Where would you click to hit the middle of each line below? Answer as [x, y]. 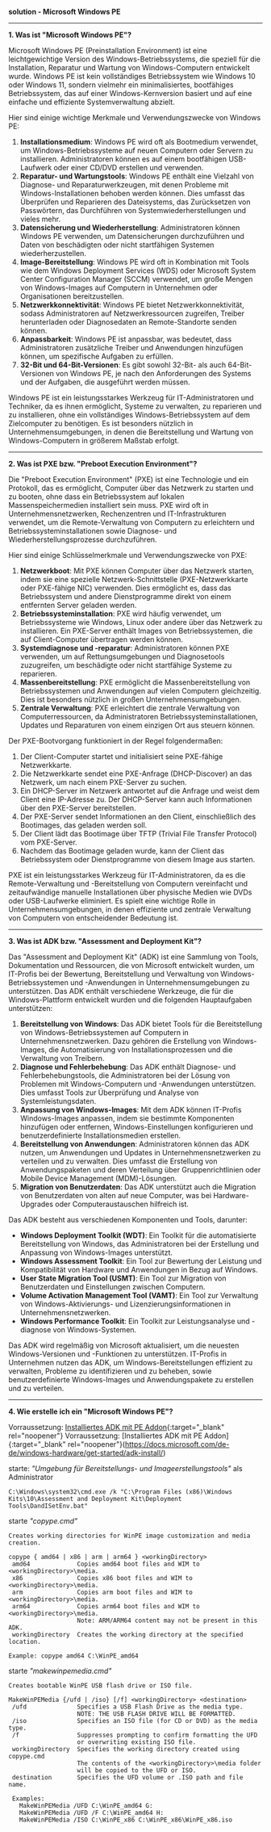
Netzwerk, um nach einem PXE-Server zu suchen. [103, 782]
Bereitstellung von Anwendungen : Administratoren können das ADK [135, 1144]
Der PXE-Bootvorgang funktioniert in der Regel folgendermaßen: [116, 741]
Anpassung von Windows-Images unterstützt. [96, 1252]
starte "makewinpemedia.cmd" [60, 1671]
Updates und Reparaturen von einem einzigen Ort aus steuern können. [138, 725]
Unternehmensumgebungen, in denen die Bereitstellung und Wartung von [131, 432]
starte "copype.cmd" [43, 1521]
